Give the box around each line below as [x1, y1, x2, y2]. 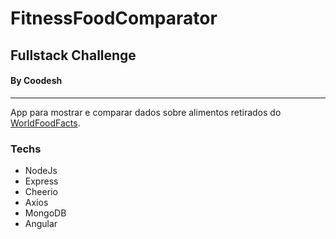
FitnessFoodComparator [10, 7, 218, 30]
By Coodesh [10, 75, 63, 87]
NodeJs [24, 165, 58, 177]
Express [24, 175, 59, 187]
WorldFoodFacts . [10, 117, 81, 129]
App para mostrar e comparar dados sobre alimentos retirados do [10, 106, 282, 118]
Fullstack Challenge [10, 47, 137, 64]
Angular [24, 218, 58, 230]
